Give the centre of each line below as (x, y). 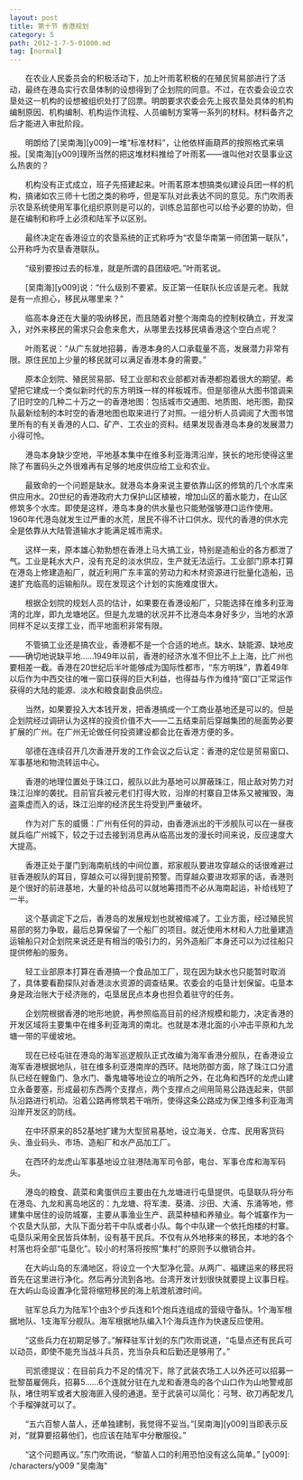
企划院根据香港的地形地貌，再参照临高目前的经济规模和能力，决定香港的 (159, 1013)
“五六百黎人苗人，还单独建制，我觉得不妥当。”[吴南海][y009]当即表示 (152, 1424)
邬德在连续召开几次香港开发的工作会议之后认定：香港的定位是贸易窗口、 (159, 751)
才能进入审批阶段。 (52, 124)
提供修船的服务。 (41, 953)
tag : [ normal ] (36, 52)
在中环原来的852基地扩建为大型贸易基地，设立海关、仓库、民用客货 (151, 1131)
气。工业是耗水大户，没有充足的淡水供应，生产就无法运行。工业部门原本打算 (151, 561)
